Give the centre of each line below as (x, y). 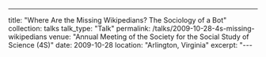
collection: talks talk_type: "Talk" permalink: (80, 28)
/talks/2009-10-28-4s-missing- (203, 28)
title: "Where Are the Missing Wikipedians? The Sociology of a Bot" (118, 20)
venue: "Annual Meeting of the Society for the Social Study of (149, 37)
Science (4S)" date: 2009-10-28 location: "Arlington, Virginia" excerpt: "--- (131, 45)
